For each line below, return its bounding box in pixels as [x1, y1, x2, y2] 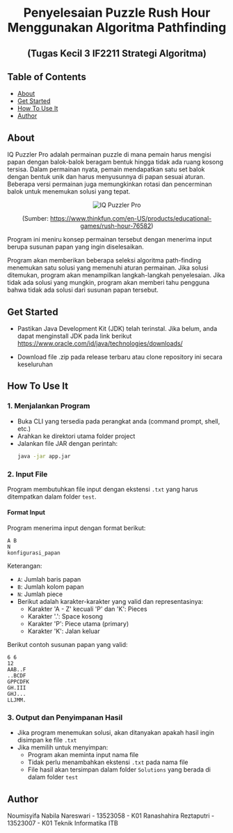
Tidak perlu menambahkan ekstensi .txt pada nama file [27, 758, 189, 767]
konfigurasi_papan [7, 550, 61, 556]
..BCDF [7, 672, 26, 680]
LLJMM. [7, 696, 26, 704]
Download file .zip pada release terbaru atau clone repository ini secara [17, 353, 223, 361]
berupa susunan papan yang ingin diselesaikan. [7, 242, 144, 251]
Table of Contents [7, 71, 87, 83]
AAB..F [7, 667, 26, 674]
